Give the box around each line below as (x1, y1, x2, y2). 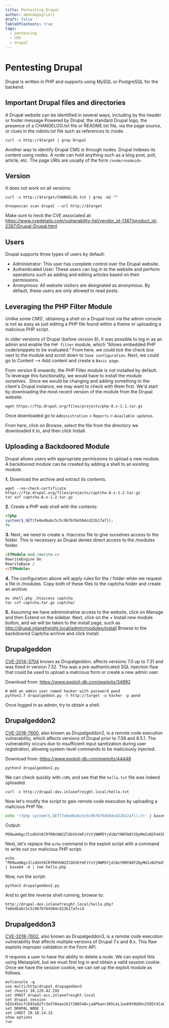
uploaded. (5, 779, 26, 786)
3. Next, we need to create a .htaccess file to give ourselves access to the (5, 532, 159, 538)
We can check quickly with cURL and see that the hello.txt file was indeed (5, 774, 160, 780)
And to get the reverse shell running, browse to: (5, 892, 104, 898)
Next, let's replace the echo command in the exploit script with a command (5, 841, 159, 847)
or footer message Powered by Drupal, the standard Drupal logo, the (5, 117, 147, 123)
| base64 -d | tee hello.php (5, 865, 66, 870)
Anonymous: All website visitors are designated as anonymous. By (12, 283, 150, 289)
